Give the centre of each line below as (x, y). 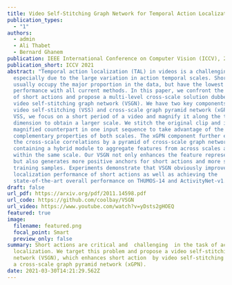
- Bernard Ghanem (38, 53)
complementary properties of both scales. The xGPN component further (117, 136)
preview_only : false (43, 239)
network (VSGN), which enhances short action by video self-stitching (119, 258)
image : (17, 219)
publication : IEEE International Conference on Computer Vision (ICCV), (114, 59)
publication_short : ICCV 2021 (51, 65)
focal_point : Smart (41, 232)
